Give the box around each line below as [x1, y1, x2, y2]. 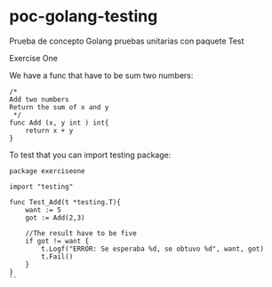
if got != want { [25, 236, 90, 245]
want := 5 [25, 205, 62, 214]
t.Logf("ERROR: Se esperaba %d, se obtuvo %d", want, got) [41, 244, 265, 253]
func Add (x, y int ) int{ [9, 118, 109, 127]
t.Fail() [41, 251, 74, 261]
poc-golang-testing [9, 6, 158, 27]
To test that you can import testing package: [9, 149, 172, 160]
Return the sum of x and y [9, 102, 109, 112]
